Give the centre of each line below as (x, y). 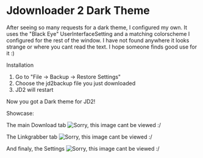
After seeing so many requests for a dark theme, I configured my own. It (97, 27)
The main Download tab (36, 125)
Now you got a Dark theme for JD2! (51, 101)
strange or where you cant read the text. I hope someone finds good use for (101, 47)
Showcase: (20, 113)
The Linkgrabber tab (32, 137)
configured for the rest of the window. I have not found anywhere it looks (98, 40)
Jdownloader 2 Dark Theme (78, 11)
